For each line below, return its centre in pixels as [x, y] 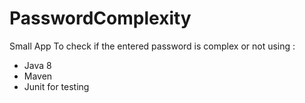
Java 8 [37, 65]
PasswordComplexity [100, 18]
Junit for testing [56, 86]
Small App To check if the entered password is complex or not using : [152, 46]
